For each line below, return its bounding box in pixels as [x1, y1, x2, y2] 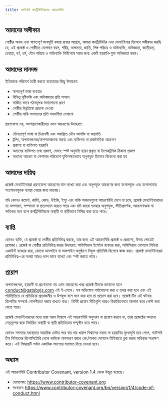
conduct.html [12, 390, 40, 396]
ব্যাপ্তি [5, 223, 15, 231]
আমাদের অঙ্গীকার [5, 26, 40, 34]
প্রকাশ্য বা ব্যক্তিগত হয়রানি [12, 142, 48, 148]
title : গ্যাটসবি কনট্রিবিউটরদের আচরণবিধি [5, 7, 64, 12]
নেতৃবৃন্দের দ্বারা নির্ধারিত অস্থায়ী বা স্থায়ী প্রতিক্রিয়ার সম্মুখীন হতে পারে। [5, 319, 100, 325]
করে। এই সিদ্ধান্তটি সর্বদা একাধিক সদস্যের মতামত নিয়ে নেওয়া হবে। [5, 340, 100, 346]
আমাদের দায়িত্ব [5, 168, 35, 176]
